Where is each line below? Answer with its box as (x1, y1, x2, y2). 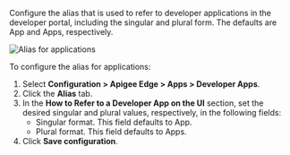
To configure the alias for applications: (9, 62, 151, 72)
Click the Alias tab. (21, 89, 93, 99)
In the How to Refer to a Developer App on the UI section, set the (21, 98, 264, 108)
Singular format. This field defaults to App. (35, 116, 192, 127)
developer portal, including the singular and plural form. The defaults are (9, 17, 277, 28)
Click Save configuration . (21, 136, 118, 146)
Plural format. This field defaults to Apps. (35, 126, 187, 137)
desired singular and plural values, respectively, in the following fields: (21, 108, 282, 117)
